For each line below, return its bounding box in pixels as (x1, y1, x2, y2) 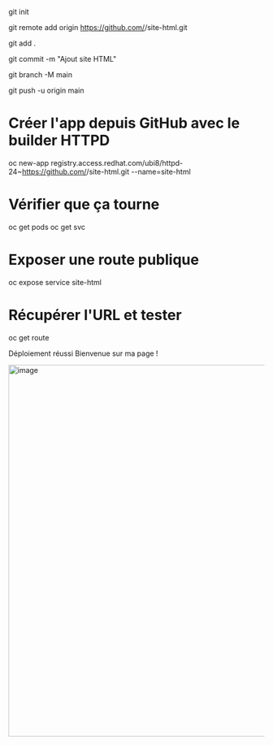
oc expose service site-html (8, 277, 102, 287)
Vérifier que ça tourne (8, 195, 160, 214)
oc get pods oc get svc (8, 222, 86, 232)
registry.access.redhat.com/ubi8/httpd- (50, 158, 184, 167)
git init (8, 7, 30, 16)
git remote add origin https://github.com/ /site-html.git (8, 23, 188, 32)
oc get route (8, 332, 50, 342)
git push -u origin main (8, 85, 84, 95)
